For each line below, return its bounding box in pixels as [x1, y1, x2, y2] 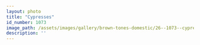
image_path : [6, 25, 36, 31]
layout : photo [6, 8, 42, 15]
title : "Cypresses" [6, 14, 55, 20]
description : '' [6, 30, 46, 36]
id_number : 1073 [6, 19, 46, 25]
